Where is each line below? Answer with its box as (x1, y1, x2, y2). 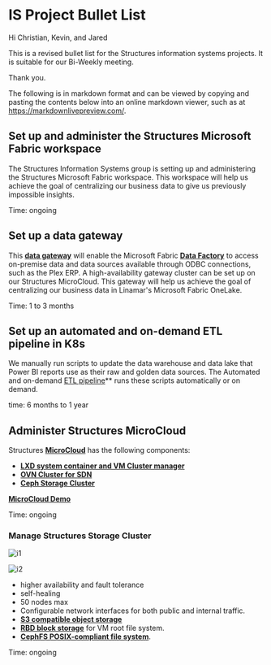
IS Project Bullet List (8, 6, 146, 24)
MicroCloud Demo (8, 494, 71, 504)
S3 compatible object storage (19, 615, 123, 624)
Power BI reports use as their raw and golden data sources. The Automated (8, 367, 260, 377)
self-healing (19, 589, 61, 598)
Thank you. (8, 72, 46, 82)
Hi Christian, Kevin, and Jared (8, 33, 108, 42)
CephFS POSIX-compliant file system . (19, 632, 152, 641)
